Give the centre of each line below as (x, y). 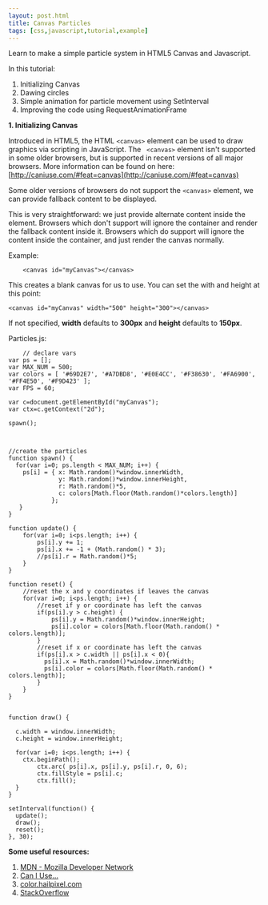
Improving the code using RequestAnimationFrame (103, 110)
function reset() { (41, 585)
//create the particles (48, 452)
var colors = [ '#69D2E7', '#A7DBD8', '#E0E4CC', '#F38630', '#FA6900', (132, 374)
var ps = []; (30, 360)
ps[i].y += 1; (60, 543)
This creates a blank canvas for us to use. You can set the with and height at (134, 285)
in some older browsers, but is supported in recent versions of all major (126, 158)
